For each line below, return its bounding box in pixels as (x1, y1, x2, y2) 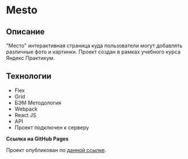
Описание (6, 27, 45, 37)
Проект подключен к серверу (14, 123, 89, 131)
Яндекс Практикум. (6, 55, 55, 61)
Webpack (14, 105, 38, 112)
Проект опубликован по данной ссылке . (6, 146, 107, 153)
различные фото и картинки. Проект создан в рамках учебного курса (6, 48, 181, 55)
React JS (14, 111, 37, 118)
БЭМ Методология (14, 99, 61, 106)
